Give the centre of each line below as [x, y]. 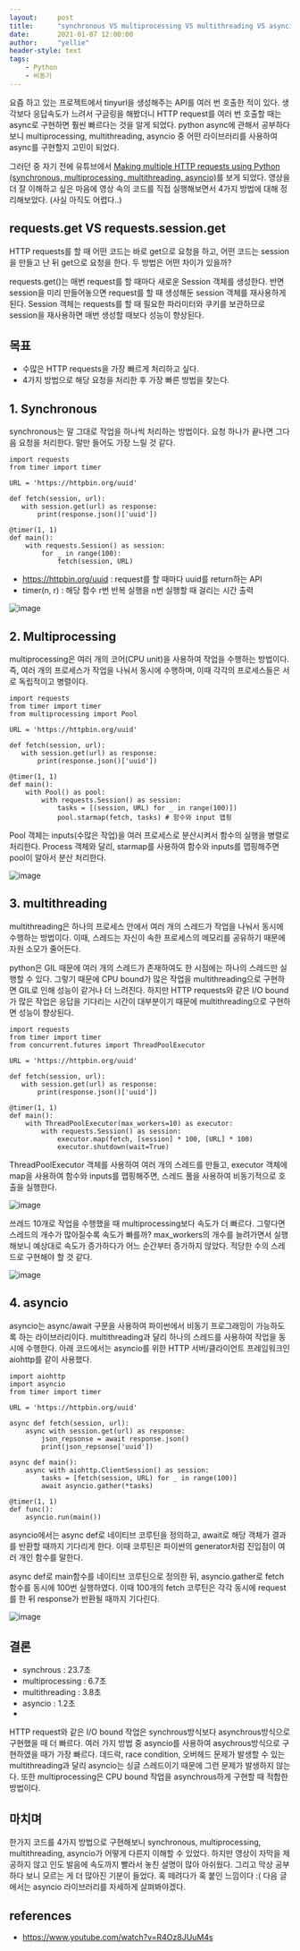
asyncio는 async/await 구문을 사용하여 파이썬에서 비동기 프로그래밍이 [132, 1325]
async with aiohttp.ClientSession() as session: [117, 1470]
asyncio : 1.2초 [49, 1704]
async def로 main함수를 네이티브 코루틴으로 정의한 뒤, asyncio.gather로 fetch [147, 1576]
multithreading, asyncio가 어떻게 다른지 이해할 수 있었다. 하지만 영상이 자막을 [145, 1853]
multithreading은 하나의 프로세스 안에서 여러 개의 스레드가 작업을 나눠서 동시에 [146, 926]
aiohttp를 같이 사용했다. [50, 1359]
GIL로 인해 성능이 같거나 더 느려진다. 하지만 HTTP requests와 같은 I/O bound [154, 990]
